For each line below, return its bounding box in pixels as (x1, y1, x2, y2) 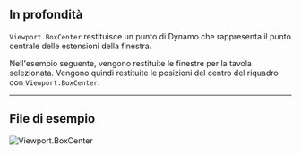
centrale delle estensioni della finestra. (9, 40, 152, 51)
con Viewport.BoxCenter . (9, 76, 100, 88)
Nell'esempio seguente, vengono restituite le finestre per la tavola (9, 57, 253, 68)
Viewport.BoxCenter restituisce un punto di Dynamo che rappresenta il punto (9, 30, 291, 41)
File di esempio (9, 111, 96, 126)
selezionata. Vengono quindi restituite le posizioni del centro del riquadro (9, 67, 279, 78)
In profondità (9, 7, 83, 22)
